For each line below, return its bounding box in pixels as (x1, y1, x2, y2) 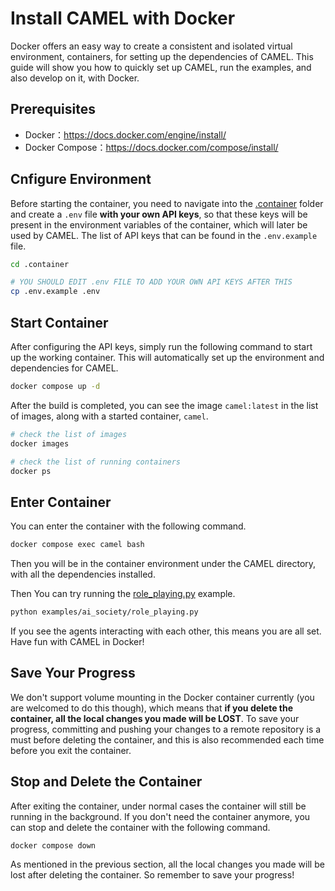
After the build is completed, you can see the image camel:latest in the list (10, 399, 319, 411)
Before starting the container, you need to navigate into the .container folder (10, 197, 324, 209)
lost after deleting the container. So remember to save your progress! (10, 869, 295, 881)
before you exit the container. (10, 744, 132, 756)
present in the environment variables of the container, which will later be (10, 218, 308, 231)
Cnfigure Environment (10, 171, 152, 188)
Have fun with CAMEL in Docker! (10, 635, 145, 647)
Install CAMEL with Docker (10, 7, 236, 30)
